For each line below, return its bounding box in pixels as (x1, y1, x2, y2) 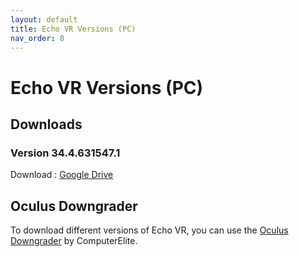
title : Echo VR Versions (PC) (10, 24, 137, 34)
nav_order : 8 (10, 33, 65, 43)
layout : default (10, 14, 78, 25)
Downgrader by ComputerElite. (10, 235, 138, 247)
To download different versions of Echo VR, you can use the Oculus (10, 224, 289, 236)
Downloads (10, 116, 83, 133)
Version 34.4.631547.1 (10, 146, 121, 160)
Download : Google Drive (10, 169, 114, 181)
